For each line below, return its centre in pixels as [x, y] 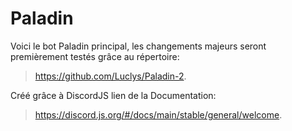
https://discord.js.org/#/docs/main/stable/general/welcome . [158, 114]
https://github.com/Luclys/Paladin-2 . [110, 76]
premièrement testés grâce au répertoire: [95, 56]
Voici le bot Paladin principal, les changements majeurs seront [138, 46]
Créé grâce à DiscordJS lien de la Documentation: [113, 95]
